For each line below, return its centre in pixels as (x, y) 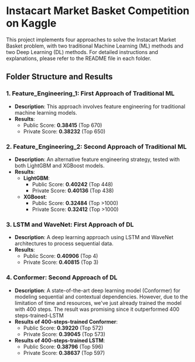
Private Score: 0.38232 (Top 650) (64, 131)
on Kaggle (31, 23)
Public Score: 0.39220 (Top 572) (63, 328)
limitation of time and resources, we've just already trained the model (98, 303)
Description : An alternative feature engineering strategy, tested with (97, 159)
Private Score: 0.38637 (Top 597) (64, 353)
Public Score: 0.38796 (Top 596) (63, 346)
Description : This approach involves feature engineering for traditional (100, 106)
